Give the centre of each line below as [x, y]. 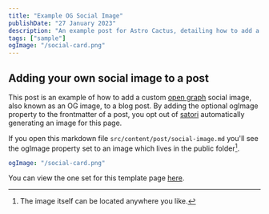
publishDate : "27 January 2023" [62, 23]
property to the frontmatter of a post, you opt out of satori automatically [126, 114]
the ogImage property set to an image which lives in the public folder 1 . [124, 147]
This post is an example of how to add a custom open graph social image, [130, 97]
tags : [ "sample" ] [37, 38]
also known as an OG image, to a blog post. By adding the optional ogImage [133, 106]
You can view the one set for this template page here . [96, 178]
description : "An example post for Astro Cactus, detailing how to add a [134, 30]
